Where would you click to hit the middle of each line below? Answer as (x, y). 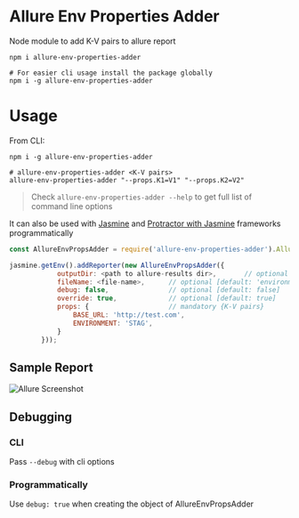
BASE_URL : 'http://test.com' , (129, 315)
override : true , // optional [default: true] (166, 299)
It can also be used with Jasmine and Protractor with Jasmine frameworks (145, 223)
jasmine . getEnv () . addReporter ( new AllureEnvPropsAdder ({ (117, 265)
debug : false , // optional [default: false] (168, 290)
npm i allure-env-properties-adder (75, 57)
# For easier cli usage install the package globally (111, 73)
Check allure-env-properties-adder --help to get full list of (141, 197)
